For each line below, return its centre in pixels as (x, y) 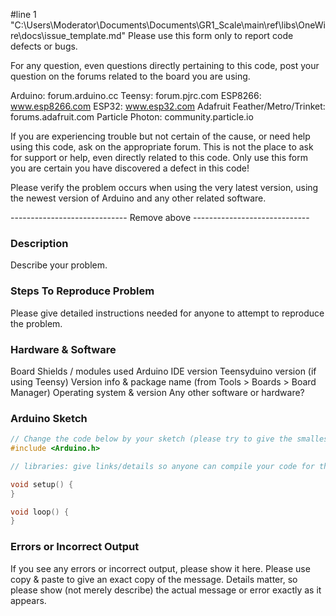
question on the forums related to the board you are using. (130, 76)
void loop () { (40, 512)
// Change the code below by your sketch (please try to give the (151, 439)
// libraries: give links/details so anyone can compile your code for (162, 466)
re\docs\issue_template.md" (68, 35)
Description (39, 243)
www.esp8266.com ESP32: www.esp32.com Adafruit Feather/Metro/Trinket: (168, 106)
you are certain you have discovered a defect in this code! (130, 168)
